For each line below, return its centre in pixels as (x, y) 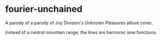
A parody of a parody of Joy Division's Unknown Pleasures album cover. (79, 23)
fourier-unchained (44, 9)
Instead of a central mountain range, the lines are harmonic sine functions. (81, 32)
